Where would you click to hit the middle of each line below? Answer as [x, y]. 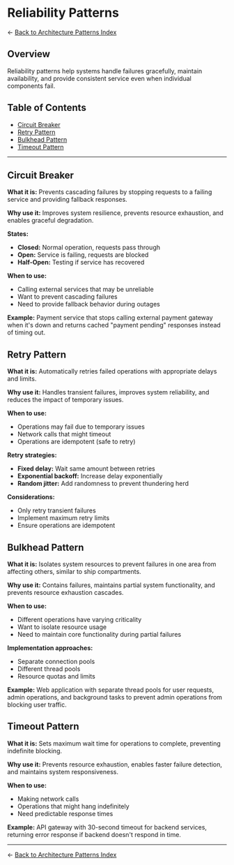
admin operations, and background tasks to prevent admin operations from [115, 697]
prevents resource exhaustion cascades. [65, 592]
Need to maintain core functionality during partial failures [99, 634]
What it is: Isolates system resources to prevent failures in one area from [112, 564]
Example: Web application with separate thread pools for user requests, [111, 690]
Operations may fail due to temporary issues [81, 427]
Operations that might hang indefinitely [73, 806]
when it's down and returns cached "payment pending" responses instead [114, 325]
